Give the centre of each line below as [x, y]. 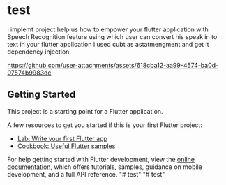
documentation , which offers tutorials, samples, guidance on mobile [105, 167]
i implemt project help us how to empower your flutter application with [108, 29]
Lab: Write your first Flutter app [62, 138]
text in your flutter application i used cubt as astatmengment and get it [108, 44]
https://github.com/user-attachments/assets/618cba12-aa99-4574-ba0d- [113, 65]
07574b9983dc [29, 73]
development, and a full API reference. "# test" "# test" [86, 174]
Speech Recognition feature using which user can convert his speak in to [112, 36]
